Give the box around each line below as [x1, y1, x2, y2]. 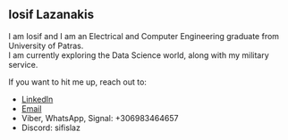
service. [8, 59, 38, 70]
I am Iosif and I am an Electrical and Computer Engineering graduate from [8, 30, 279, 41]
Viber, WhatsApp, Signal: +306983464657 [21, 112, 179, 123]
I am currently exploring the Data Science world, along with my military [8, 49, 269, 61]
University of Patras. [8, 40, 84, 51]
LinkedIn [21, 94, 54, 104]
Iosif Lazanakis [8, 7, 95, 22]
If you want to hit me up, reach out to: [8, 76, 147, 87]
